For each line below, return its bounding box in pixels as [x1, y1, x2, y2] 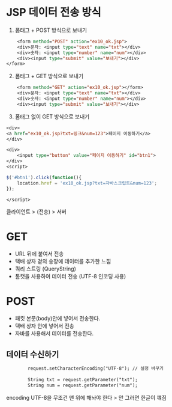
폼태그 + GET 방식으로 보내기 [14, 73, 84, 80]
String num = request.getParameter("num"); [28, 382, 138, 388]
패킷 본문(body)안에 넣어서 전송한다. [14, 315, 101, 322]
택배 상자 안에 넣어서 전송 [14, 322, 75, 329]
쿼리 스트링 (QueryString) [14, 265, 77, 272]
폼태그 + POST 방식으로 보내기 [14, 26, 87, 34]
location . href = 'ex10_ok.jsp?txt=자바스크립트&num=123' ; [17, 180, 158, 186]
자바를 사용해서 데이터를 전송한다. [14, 330, 94, 337]
